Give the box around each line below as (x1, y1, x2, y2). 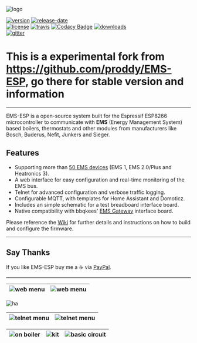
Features (6, 148, 39, 158)
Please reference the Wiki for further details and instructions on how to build (6, 218, 191, 226)
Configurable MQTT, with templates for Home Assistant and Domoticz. (14, 194, 185, 202)
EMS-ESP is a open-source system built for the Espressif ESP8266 (6, 112, 168, 119)
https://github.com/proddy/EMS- (6, 62, 172, 76)
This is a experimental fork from (6, 50, 165, 63)
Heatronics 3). (14, 170, 50, 177)
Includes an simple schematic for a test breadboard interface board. (14, 201, 179, 208)
